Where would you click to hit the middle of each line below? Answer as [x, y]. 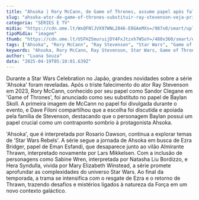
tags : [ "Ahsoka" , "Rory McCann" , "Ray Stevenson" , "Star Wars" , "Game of [99, 45]
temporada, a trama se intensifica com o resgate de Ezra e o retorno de [93, 178]
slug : [13, 17]
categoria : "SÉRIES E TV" [38, 23]
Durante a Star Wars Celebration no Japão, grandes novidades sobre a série [99, 78]
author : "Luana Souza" [34, 56]
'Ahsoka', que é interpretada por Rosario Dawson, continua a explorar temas [99, 134]
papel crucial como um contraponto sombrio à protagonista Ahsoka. [89, 122]
